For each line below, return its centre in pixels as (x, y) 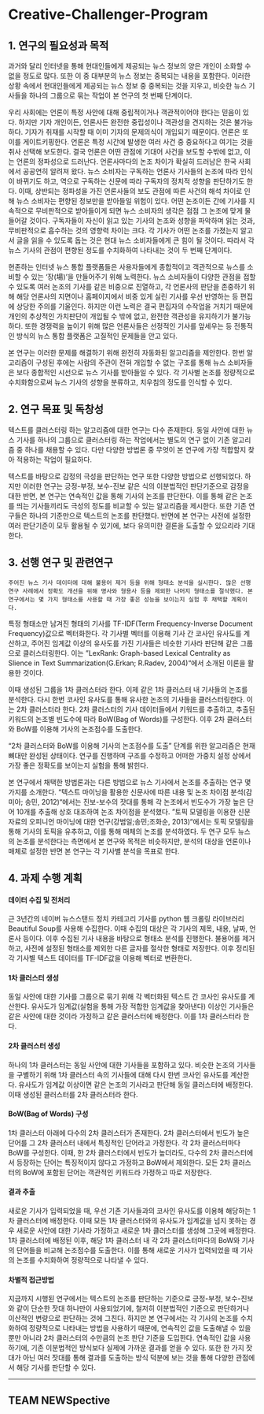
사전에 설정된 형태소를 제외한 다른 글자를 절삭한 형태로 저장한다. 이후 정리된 (140, 948)
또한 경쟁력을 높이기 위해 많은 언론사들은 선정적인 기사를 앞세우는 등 (128, 326)
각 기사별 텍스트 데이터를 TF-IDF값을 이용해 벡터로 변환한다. (100, 958)
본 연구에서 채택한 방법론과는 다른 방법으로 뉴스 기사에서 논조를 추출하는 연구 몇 (130, 782)
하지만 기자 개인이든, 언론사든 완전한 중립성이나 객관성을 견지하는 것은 (125, 122)
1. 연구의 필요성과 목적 (59, 45)
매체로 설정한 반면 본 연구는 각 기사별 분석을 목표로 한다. (94, 851)
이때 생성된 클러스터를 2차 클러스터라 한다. (73, 1094)
